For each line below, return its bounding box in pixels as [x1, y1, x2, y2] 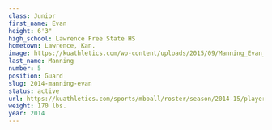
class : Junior [8, 11, 57, 20]
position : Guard [8, 72, 63, 80]
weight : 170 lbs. [8, 102, 67, 110]
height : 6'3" [8, 27, 53, 35]
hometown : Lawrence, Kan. [8, 42, 96, 50]
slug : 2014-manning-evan [8, 79, 92, 87]
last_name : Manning [8, 57, 74, 65]
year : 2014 [8, 110, 45, 118]
